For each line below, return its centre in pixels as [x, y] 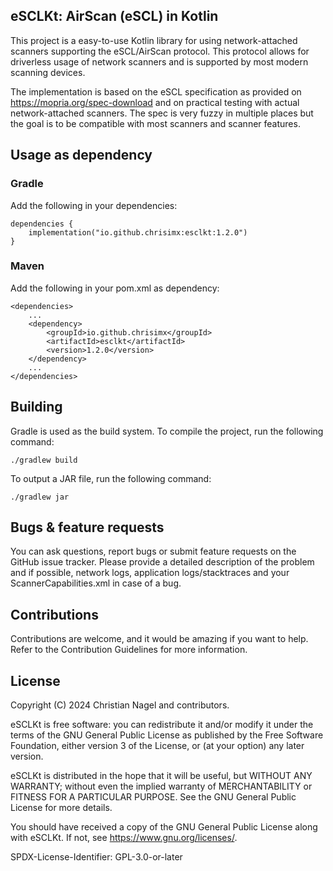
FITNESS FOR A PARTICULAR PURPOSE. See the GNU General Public [153, 797]
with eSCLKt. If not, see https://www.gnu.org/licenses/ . [124, 838]
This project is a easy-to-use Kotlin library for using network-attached [154, 40]
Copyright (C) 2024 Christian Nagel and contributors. [120, 705]
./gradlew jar [40, 497]
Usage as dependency [81, 155]
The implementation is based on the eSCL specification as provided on [156, 91]
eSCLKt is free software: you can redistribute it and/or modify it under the [162, 725]
